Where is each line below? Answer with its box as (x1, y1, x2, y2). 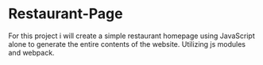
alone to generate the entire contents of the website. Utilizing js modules (8, 39, 246, 48)
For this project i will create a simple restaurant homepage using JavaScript (8, 31, 256, 40)
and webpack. (8, 48, 55, 57)
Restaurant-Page (8, 5, 123, 23)
